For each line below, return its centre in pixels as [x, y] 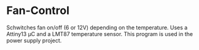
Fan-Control [38, 11]
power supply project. [34, 40]
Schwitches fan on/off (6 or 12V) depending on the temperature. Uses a [97, 27]
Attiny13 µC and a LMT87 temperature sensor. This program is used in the [100, 34]
